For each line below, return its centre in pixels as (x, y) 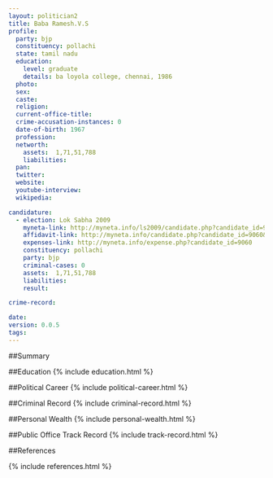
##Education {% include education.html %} (81, 371)
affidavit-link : (51, 235)
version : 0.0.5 (34, 325)
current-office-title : (54, 115)
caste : (27, 99)
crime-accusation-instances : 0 (69, 122)
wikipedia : (34, 197)
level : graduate (51, 69)
